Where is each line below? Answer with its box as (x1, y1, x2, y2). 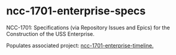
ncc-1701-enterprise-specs (6, 4, 146, 18)
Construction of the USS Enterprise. (6, 30, 95, 37)
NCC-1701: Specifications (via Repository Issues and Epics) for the (6, 24, 171, 31)
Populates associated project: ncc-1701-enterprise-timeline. (6, 42, 154, 49)
